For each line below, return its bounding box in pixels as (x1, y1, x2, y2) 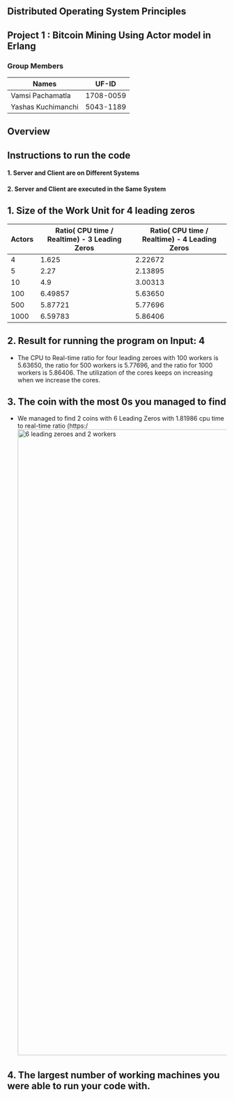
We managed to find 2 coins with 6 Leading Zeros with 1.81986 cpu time (17, 414, 224, 423)
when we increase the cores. (17, 375, 101, 384)
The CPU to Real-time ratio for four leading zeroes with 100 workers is (17, 353, 219, 361)
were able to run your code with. (7, 1079, 151, 1092)
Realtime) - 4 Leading (141, 234, 217, 244)
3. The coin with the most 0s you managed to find (7, 396, 226, 408)
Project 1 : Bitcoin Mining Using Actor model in (7, 29, 211, 41)
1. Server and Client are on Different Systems (7, 169, 140, 177)
